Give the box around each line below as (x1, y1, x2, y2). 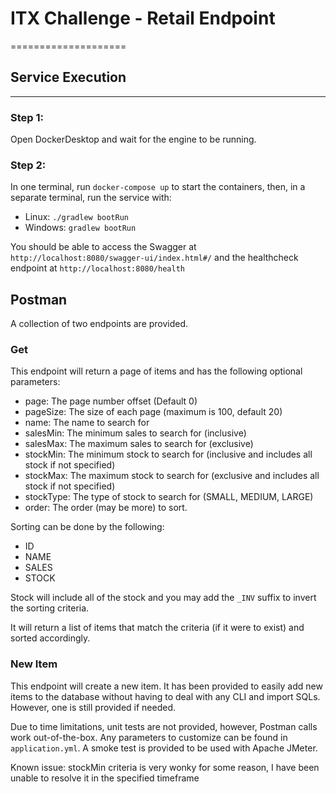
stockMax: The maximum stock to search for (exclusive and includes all (24, 470, 320, 482)
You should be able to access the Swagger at (10, 241, 197, 253)
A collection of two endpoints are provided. (10, 318, 189, 330)
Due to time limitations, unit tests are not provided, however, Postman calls (10, 720, 318, 732)
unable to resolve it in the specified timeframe (10, 772, 200, 784)
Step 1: (10, 110, 44, 124)
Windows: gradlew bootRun (24, 222, 137, 234)
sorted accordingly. (10, 632, 91, 644)
